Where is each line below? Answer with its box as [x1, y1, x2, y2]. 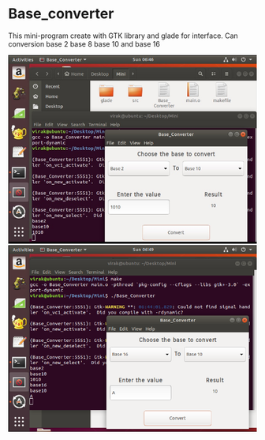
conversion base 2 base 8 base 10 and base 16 [8, 39, 160, 48]
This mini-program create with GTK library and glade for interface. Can [8, 31, 238, 40]
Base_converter [8, 5, 114, 23]
